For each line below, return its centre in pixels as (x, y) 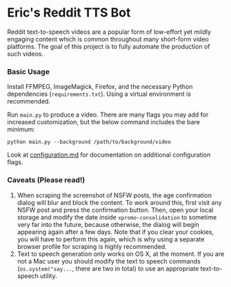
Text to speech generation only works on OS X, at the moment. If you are (121, 254)
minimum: (21, 130)
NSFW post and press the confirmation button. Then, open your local (115, 210)
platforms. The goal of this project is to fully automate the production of (109, 46)
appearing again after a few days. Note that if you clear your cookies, (115, 232)
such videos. (25, 54)
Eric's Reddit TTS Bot (69, 13)
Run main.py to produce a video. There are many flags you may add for (108, 115)
